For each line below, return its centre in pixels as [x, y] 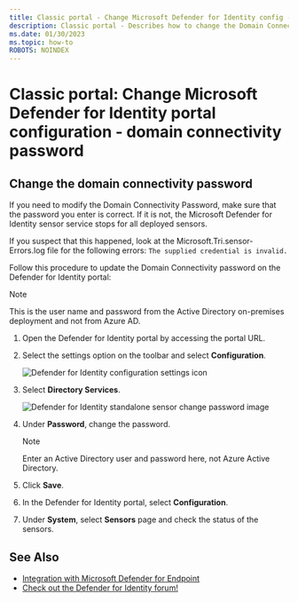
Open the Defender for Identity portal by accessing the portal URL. [144, 338]
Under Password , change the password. [96, 424]
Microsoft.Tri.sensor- [215, 242]
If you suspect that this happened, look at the [92, 242]
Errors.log [27, 250]
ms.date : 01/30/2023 [47, 34]
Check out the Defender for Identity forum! [100, 588]
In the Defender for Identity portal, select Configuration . [125, 503]
